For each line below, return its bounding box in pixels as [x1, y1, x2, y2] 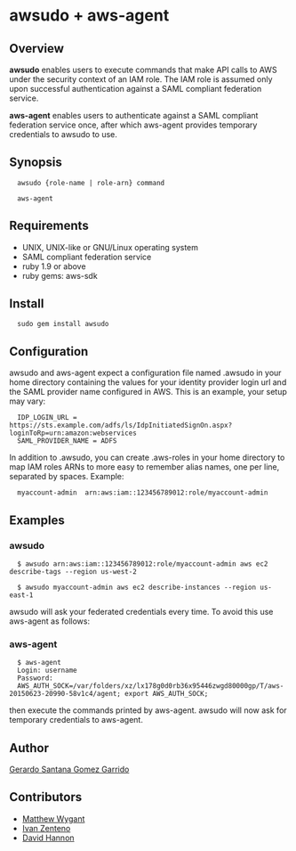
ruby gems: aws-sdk [21, 270, 98, 281]
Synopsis [9, 155, 62, 170]
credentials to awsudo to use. [9, 129, 118, 139]
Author [9, 741, 49, 756]
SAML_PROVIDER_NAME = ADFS [17, 437, 117, 446]
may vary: [9, 396, 46, 406]
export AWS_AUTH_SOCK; [124, 690, 209, 699]
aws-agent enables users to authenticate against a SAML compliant [9, 110, 259, 120]
